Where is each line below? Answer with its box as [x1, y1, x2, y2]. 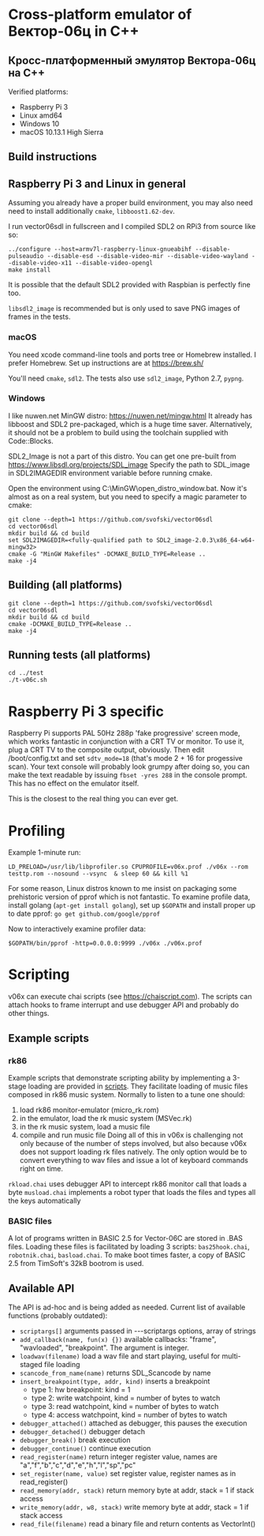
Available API [8, 1281, 75, 1295]
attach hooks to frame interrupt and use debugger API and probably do [8, 1000, 239, 1010]
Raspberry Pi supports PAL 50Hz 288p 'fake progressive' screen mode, [8, 729, 240, 738]
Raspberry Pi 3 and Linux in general [8, 177, 187, 190]
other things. [8, 1009, 50, 1018]
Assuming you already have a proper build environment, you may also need [8, 198, 254, 208]
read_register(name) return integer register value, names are [19, 1452, 218, 1462]
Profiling [8, 822, 65, 840]
